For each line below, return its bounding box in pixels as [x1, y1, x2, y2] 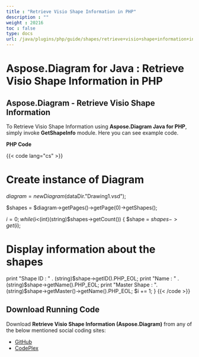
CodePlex [14, 345, 38, 352]
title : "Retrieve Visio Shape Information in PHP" [6, 8, 136, 15]
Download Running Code [6, 305, 100, 315]
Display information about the [6, 243, 156, 256]
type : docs [6, 31, 33, 37]
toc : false [6, 25, 36, 31]
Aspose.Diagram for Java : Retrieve [6, 62, 185, 75]
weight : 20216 [6, 20, 44, 26]
